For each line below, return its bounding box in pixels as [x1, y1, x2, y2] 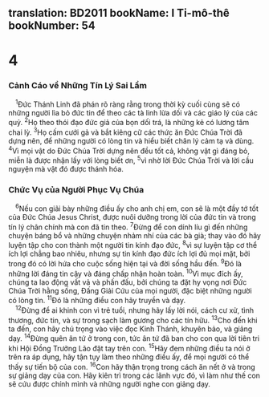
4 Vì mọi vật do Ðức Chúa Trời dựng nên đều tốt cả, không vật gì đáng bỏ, [8, 144, 251, 156]
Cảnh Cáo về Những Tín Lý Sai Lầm [8, 79, 147, 91]
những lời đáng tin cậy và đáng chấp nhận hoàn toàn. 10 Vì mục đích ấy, [8, 268, 243, 278]
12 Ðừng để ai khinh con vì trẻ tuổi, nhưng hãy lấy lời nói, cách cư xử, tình [15, 304, 255, 315]
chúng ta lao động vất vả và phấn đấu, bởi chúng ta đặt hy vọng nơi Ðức [8, 277, 247, 287]
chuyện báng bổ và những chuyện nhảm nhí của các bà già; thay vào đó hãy [8, 230, 261, 240]
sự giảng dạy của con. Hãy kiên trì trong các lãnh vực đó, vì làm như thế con [8, 371, 261, 380]
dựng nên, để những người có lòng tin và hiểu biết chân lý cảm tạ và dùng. [8, 136, 255, 145]
